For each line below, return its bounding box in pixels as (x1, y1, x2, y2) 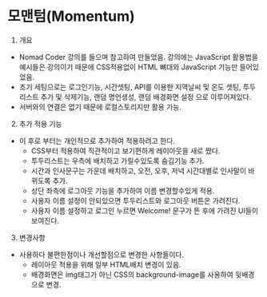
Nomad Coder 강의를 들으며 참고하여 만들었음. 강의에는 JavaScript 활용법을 (18, 52, 259, 61)
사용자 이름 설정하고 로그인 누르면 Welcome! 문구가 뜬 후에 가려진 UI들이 (30, 205, 259, 216)
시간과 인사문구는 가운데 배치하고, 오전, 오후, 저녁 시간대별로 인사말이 (30, 165, 247, 176)
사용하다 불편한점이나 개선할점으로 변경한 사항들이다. (18, 249, 185, 259)
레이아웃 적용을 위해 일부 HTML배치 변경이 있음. (30, 259, 181, 269)
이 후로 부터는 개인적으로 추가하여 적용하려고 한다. (18, 136, 175, 145)
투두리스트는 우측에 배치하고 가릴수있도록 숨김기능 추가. (30, 156, 205, 165)
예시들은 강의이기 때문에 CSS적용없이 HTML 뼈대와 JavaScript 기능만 (18, 61, 238, 72)
